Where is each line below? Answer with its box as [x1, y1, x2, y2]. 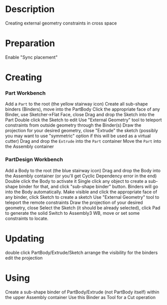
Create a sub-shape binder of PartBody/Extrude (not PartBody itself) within [5, 289, 160, 295]
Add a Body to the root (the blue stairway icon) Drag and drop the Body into [5, 167, 161, 173]
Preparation [5, 38, 55, 49]
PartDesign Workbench [5, 156, 63, 163]
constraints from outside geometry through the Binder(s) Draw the [5, 122, 142, 128]
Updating [5, 233, 45, 244]
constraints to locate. [5, 215, 49, 221]
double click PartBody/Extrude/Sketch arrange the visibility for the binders [5, 249, 158, 255]
